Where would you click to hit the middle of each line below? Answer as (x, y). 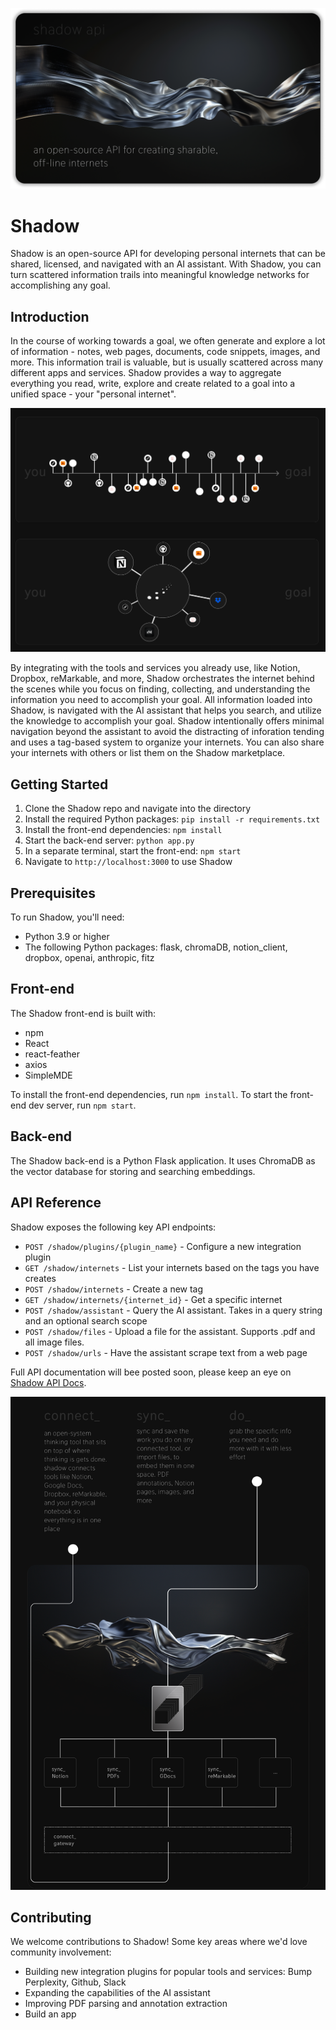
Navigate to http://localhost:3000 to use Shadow (128, 862)
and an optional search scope (86, 1320)
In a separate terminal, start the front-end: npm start (133, 851)
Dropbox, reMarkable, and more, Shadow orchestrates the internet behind (162, 679)
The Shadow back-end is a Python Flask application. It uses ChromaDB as (163, 1160)
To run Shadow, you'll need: (67, 917)
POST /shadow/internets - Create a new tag (114, 1289)
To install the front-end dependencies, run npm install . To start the (149, 1094)
